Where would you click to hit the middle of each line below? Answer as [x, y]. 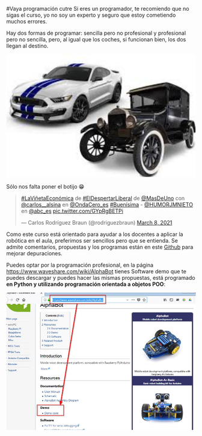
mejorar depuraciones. [34, 253]
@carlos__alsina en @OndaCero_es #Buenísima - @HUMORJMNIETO [107, 205]
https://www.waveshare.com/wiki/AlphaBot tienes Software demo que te [96, 271]
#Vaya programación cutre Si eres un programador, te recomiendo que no [98, 9]
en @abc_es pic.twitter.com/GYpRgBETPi [72, 211]
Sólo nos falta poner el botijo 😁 [45, 187]
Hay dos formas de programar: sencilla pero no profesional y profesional [96, 33]
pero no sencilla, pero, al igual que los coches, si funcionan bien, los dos [96, 39]
